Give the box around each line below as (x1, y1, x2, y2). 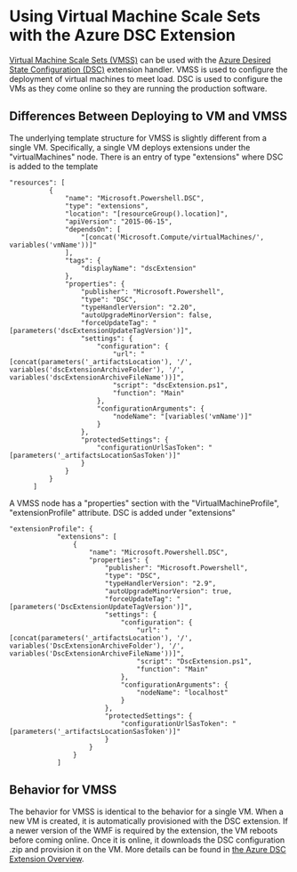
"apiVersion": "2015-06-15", (65, 216, 173, 226)
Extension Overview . (9, 853, 84, 864)
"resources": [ (9, 178, 66, 187)
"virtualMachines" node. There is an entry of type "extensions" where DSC (9, 151, 284, 162)
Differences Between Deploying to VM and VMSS (9, 109, 287, 124)
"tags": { (65, 256, 101, 265)
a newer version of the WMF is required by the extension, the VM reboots (9, 825, 278, 835)
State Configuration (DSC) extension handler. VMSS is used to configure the (9, 64, 288, 75)
